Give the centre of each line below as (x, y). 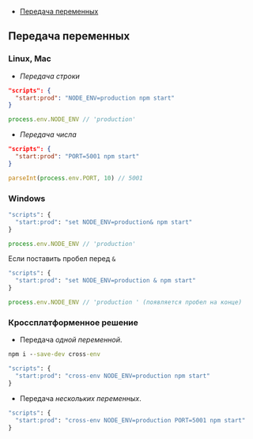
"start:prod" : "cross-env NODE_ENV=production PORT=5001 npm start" (130, 420)
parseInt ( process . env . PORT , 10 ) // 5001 (76, 178)
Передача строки (50, 76)
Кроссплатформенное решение (73, 322)
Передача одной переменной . (71, 340)
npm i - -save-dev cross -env (55, 354)
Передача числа (48, 134)
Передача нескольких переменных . (81, 398)
